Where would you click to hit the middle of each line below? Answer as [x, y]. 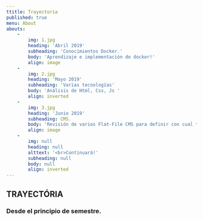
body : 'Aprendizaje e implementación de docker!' [92, 57]
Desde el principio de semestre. [54, 211]
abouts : [16, 29]
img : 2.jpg [42, 74]
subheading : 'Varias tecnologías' [71, 85]
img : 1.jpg [42, 40]
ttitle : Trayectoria [32, 12]
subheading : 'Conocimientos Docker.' [75, 51]
